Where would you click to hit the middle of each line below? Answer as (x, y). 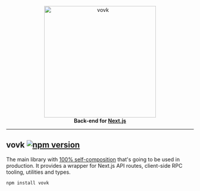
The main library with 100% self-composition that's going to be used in (93, 159)
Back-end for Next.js (100, 121)
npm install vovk (28, 183)
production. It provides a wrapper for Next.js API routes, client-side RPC (94, 165)
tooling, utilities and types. (38, 172)
